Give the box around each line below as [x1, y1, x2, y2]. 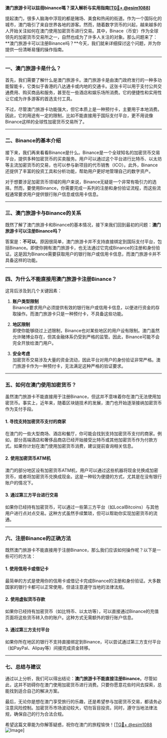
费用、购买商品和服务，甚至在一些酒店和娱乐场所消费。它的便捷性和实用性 [9, 90, 162, 96]
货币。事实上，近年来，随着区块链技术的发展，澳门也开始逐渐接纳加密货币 [9, 400, 162, 406]
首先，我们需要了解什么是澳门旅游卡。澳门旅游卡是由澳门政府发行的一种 [5, 77, 153, 83]
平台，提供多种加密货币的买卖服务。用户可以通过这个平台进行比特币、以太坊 [5, 155, 162, 161]
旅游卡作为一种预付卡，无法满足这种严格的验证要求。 [16, 363, 126, 369]
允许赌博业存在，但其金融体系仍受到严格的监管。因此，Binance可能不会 [12, 334, 160, 340]
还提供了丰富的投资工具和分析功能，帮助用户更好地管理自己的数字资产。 [5, 168, 153, 174]
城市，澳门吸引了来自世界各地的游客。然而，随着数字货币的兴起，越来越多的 [5, 22, 162, 27]
